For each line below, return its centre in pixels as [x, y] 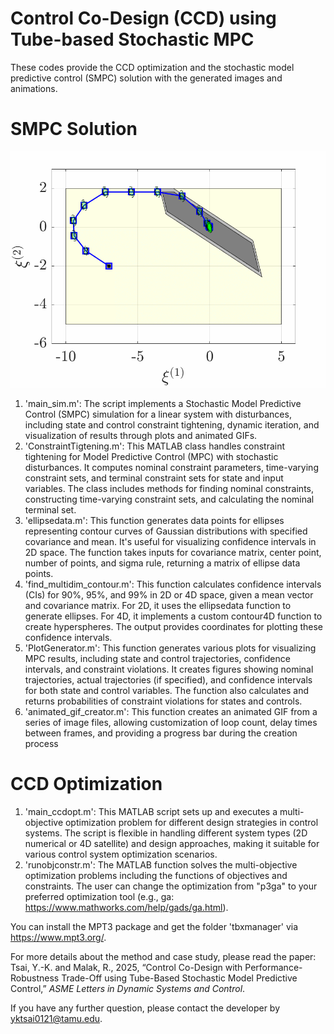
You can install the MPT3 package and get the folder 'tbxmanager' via [154, 926]
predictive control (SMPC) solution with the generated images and [146, 78]
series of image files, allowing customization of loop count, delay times [171, 722]
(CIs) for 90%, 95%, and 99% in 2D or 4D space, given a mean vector [169, 594]
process [41, 743]
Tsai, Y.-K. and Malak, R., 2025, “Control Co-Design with [126, 967]
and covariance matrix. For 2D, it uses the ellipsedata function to [158, 605]
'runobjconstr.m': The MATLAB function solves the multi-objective [161, 864]
